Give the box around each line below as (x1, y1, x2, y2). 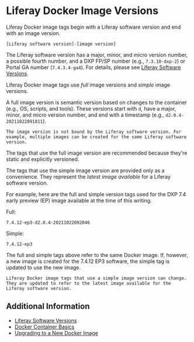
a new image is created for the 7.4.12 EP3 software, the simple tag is (6, 258, 170, 265)
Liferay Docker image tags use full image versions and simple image (6, 81, 171, 88)
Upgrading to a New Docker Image (14, 329, 98, 336)
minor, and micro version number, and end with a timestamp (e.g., (6, 111, 165, 118)
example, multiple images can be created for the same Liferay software (6, 134, 187, 140)
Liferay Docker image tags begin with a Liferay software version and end (6, 23, 181, 30)
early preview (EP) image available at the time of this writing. (6, 197, 152, 204)
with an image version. (6, 29, 61, 36)
